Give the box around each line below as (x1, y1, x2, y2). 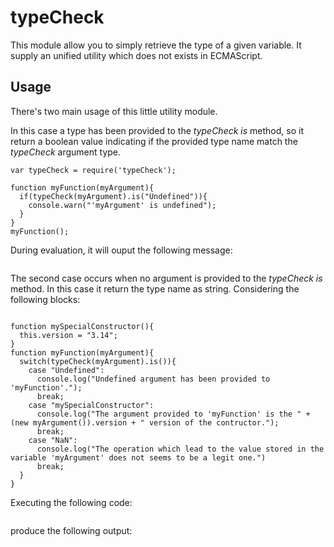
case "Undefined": (28, 365, 105, 375)
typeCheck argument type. (10, 146, 122, 158)
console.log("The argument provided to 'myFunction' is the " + (36, 409, 311, 419)
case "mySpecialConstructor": (28, 400, 155, 410)
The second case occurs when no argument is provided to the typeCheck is (10, 272, 323, 284)
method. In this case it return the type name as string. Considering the (10, 282, 300, 295)
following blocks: (10, 293, 81, 305)
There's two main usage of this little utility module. (10, 105, 218, 117)
